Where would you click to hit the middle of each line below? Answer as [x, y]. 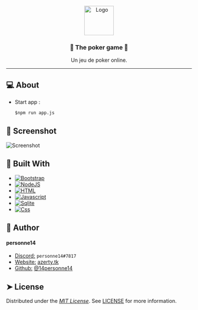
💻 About [23, 85]
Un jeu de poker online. [99, 60]
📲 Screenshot [32, 131]
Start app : [27, 102]
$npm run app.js [34, 113]
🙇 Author [23, 228]
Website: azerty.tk [37, 262]
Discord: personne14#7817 [45, 256]
